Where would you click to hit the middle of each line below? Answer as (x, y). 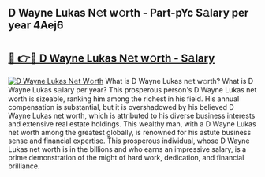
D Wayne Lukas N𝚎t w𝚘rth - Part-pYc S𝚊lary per (129, 13)
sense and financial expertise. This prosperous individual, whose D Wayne (129, 141)
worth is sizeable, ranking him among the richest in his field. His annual (124, 99)
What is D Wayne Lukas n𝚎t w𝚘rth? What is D (179, 81)
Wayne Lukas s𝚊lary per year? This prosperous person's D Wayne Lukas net (132, 90)
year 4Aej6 (36, 26)
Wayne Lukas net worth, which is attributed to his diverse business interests (132, 115)
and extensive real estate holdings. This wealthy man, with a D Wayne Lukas (132, 124)
